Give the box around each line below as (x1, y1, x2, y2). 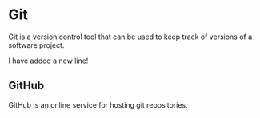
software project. (8, 40, 65, 49)
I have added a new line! (8, 56, 89, 65)
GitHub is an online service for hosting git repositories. (8, 100, 188, 109)
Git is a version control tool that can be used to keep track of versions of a (8, 32, 253, 41)
